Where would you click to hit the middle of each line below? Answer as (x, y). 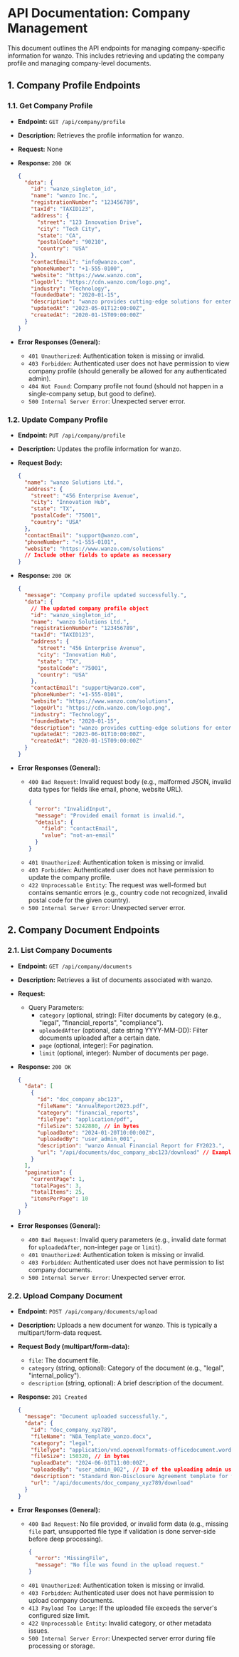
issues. (39, 1631)
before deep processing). (65, 1539)
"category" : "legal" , (63, 1443)
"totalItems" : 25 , (58, 1192)
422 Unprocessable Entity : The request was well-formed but (117, 884)
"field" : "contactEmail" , (80, 829)
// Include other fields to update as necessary (98, 555)
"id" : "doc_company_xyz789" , (74, 1430)
